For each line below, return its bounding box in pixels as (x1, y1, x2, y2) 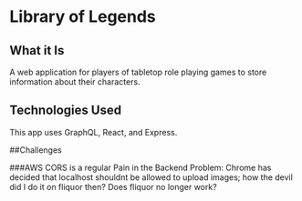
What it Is (9, 43, 65, 58)
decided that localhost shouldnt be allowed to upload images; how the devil (9, 171, 294, 183)
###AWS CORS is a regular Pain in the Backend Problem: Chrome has (9, 162, 272, 173)
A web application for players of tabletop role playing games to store (9, 66, 267, 77)
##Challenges (9, 144, 62, 156)
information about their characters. (9, 76, 141, 87)
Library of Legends (9, 6, 157, 27)
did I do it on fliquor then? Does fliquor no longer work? (9, 181, 217, 192)
